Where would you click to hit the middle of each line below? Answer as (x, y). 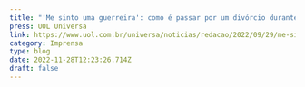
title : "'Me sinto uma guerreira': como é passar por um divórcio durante (154, 18)
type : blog (30, 52)
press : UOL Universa (49, 26)
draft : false (34, 69)
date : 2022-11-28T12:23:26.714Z (70, 60)
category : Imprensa (46, 43)
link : (20, 34)
